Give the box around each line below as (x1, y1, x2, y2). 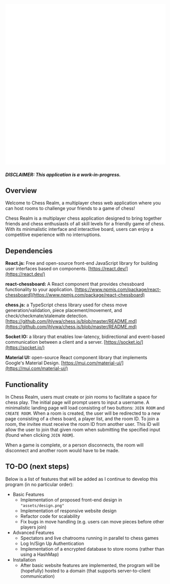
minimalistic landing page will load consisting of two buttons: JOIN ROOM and (5, 405, 165, 411)
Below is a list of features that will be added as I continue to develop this (5, 476, 158, 482)
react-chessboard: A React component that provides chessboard (5, 281, 144, 287)
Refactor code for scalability (20, 513, 80, 519)
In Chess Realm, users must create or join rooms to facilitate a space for (5, 394, 158, 400)
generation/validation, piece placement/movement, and (5, 307, 122, 314)
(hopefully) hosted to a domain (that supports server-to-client (20, 568, 151, 574)
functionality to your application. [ (5, 286, 77, 293)
